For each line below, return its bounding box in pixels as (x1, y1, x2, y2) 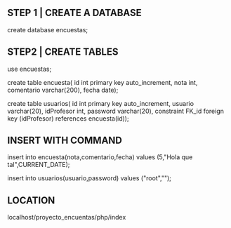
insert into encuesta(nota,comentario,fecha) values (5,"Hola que (7, 153, 193, 161)
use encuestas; (7, 65, 52, 73)
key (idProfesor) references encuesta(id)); (7, 114, 129, 123)
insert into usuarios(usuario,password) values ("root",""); (7, 174, 172, 182)
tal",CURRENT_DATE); (7, 161, 70, 169)
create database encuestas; (7, 25, 88, 34)
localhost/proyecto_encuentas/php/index (7, 213, 126, 222)
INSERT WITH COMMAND (7, 135, 123, 147)
